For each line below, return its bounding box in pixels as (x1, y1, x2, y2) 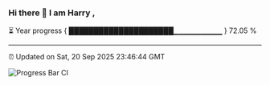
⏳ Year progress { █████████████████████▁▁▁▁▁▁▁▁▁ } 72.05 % (8, 26, 257, 35)
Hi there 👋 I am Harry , (8, 7, 96, 18)
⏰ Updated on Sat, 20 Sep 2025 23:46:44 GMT (8, 52, 166, 62)
